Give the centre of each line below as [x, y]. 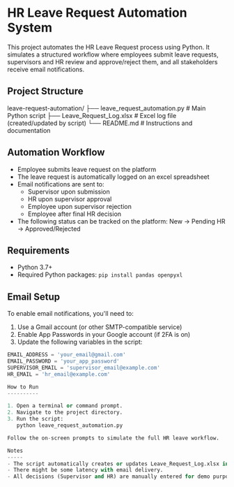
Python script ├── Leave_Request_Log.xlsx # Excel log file [92, 115]
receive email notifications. [46, 69]
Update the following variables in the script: [80, 342]
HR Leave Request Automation [97, 13]
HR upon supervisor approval [70, 199]
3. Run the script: [36, 419]
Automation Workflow [56, 153]
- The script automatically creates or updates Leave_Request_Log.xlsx [113, 464]
